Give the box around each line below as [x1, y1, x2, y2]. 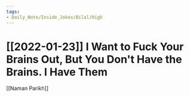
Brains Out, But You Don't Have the [6, 52, 182, 66]
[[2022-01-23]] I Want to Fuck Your [6, 40, 184, 54]
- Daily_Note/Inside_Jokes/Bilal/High [6, 14, 103, 20]
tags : [6, 8, 20, 15]
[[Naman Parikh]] [6, 85, 49, 92]
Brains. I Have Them [6, 65, 108, 79]
